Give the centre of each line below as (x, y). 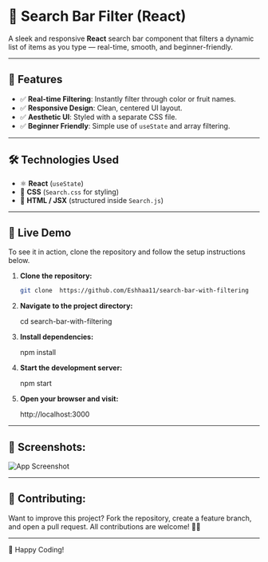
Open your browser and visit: (69, 399)
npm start (35, 384)
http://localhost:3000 (55, 414)
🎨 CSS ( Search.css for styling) (69, 192)
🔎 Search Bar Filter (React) (97, 16)
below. (19, 261)
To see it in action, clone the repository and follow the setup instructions (127, 252)
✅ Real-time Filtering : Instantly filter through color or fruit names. (128, 98)
